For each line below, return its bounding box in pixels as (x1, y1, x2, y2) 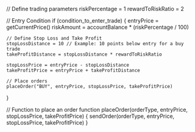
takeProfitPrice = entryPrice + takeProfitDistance (6, 67, 140, 73)
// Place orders (6, 78, 48, 84)
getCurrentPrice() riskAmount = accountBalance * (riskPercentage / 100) (6, 24, 189, 31)
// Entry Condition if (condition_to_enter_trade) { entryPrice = (6, 17, 159, 24)
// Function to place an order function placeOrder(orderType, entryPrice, (6, 106, 188, 113)
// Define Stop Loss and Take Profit (6, 35, 102, 42)
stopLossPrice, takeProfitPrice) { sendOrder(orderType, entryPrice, (6, 112, 175, 120)
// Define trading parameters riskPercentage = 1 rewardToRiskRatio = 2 (6, 5, 184, 12)
